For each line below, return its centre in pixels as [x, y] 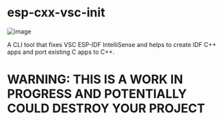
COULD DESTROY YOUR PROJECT [106, 109]
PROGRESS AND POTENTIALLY [97, 94]
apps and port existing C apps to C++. [61, 52]
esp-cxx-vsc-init [56, 13]
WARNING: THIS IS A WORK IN [95, 79]
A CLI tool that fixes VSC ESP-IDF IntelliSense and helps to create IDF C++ [112, 44]
